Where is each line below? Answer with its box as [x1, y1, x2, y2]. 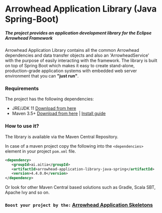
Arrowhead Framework [5, 35, 53, 41]
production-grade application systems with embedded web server [5, 68, 137, 74]
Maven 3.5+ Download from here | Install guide [12, 110, 106, 117]
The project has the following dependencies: [5, 96, 94, 102]
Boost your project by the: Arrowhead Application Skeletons [5, 202, 153, 209]
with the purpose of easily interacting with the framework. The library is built [5, 58, 158, 63]
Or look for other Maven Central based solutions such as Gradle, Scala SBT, [5, 184, 156, 190]
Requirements [5, 85, 39, 92]
